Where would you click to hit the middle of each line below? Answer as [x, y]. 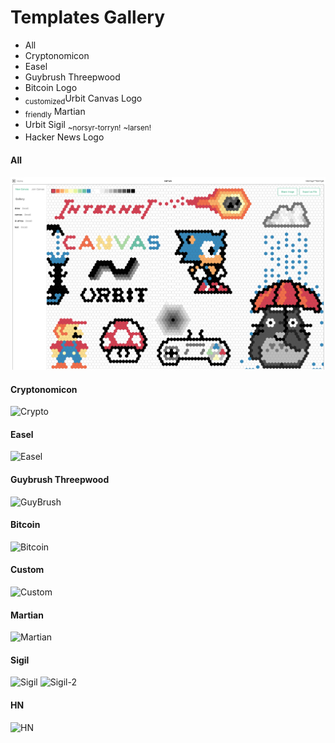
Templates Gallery [88, 17]
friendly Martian [55, 112]
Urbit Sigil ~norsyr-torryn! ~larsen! [88, 125]
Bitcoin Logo [51, 87]
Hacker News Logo [64, 137]
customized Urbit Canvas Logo [83, 99]
